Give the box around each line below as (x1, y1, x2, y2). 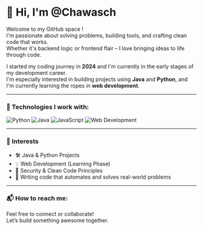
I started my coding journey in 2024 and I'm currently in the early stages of (6, 63, 194, 70)
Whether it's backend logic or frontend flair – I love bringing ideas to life (6, 45, 185, 52)
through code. (6, 51, 42, 58)
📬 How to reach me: (6, 194, 68, 203)
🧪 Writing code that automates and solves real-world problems (14, 173, 171, 180)
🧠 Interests (6, 137, 39, 145)
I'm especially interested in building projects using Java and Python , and (6, 75, 188, 83)
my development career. (6, 69, 67, 76)
